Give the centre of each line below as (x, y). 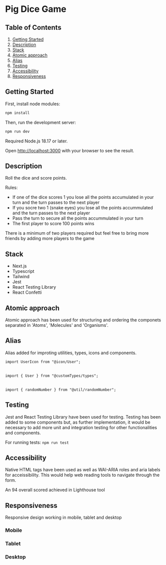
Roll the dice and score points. (36, 178)
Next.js (20, 266)
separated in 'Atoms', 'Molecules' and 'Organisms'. (57, 325)
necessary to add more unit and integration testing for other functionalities (81, 427)
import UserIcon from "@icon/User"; (43, 362)
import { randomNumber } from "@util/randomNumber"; (61, 390)
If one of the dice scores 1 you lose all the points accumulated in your (83, 197)
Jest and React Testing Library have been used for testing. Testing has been (83, 417)
